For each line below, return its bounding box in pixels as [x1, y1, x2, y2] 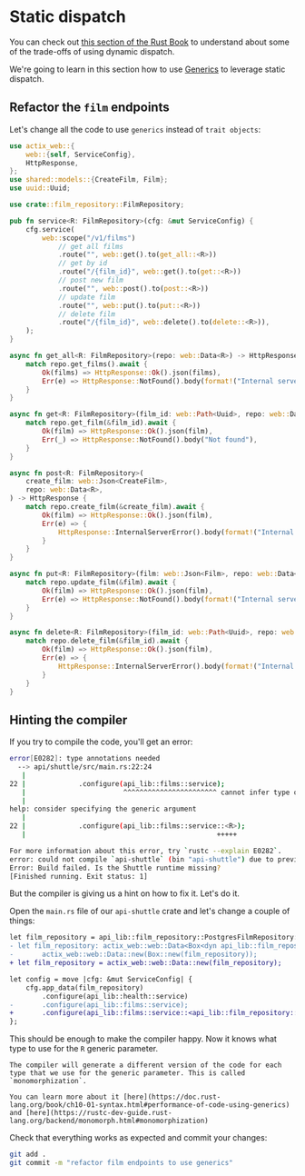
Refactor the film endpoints [9, 100, 170, 115]
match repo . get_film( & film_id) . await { [25, 418, 177, 428]
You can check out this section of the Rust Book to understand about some [9, 36, 290, 47]
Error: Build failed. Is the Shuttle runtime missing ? [9, 863, 221, 872]
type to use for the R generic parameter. [9, 1043, 159, 1054]
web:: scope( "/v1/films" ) [42, 234, 136, 243]
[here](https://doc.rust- [123, 1092, 221, 1101]
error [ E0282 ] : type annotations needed [9, 754, 161, 763]
